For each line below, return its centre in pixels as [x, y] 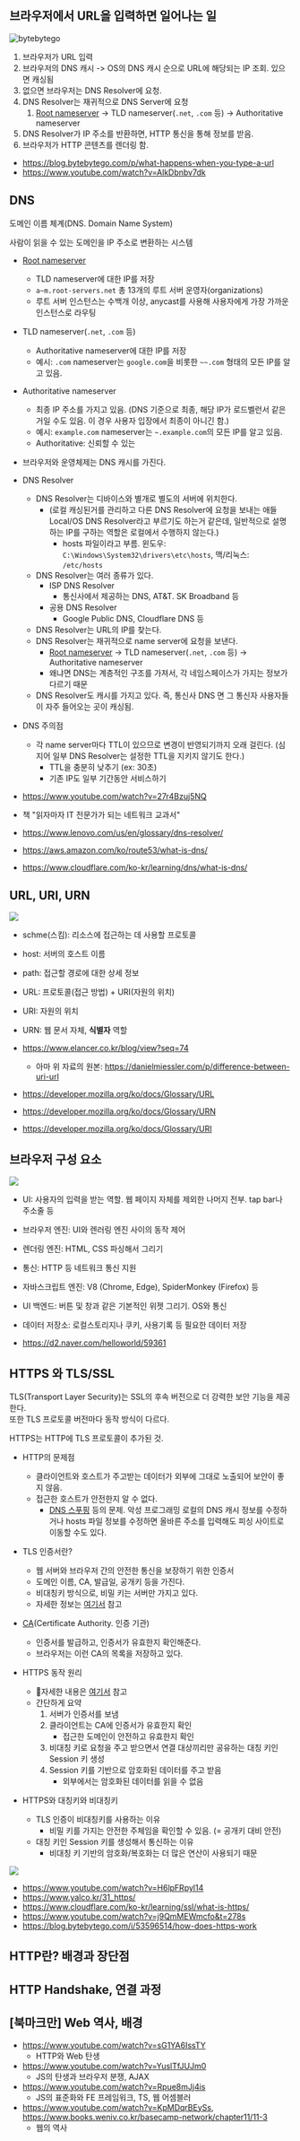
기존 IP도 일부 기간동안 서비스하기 [108, 778]
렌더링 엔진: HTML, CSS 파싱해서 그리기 [93, 1249]
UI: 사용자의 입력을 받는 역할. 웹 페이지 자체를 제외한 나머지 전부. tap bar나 [153, 1199]
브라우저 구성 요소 [56, 1159]
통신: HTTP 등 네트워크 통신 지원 [79, 1268]
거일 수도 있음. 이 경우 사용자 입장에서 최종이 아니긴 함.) [133, 421]
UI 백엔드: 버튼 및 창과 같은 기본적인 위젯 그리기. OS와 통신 [124, 1306]
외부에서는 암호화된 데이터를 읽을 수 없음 [133, 1781]
